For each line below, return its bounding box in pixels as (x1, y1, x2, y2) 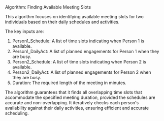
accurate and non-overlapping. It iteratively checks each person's (5, 100, 139, 105)
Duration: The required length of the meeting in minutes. (12, 80, 127, 86)
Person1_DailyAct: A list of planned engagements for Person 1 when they (12, 49, 160, 54)
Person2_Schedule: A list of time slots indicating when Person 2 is (12, 59, 146, 64)
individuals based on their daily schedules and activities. (5, 19, 120, 25)
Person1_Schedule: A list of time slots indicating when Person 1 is (12, 38, 144, 44)
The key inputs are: (5, 29, 44, 34)
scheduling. (5, 110, 29, 116)
